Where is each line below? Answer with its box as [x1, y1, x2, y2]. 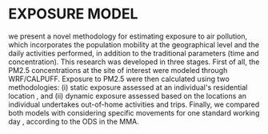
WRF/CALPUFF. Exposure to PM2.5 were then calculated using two [8, 74, 230, 83]
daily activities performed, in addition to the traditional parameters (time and [8, 48, 259, 58]
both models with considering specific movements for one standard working [8, 108, 260, 117]
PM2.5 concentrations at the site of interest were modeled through [8, 65, 228, 75]
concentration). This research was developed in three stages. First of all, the [8, 57, 260, 67]
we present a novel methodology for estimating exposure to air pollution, [8, 31, 248, 41]
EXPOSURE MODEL [8, 5, 138, 23]
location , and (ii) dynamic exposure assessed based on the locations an [8, 91, 246, 100]
